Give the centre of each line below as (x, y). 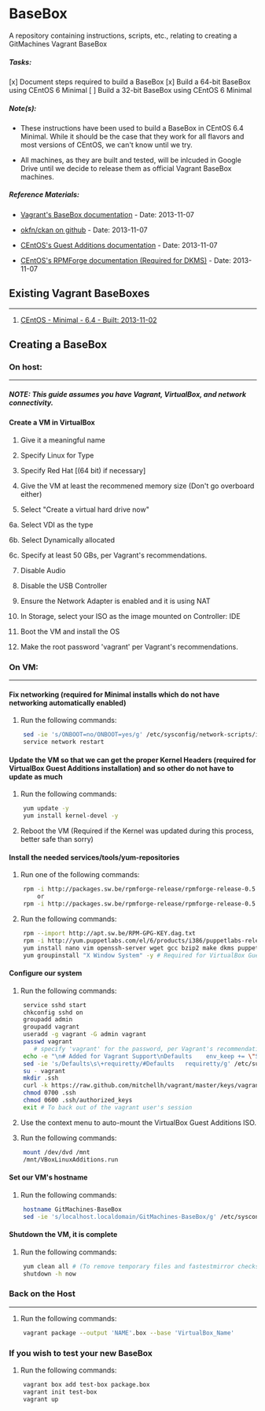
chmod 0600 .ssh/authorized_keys (78, 1100)
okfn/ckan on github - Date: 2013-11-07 (84, 230)
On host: (26, 367)
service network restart (64, 742)
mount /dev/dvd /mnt (57, 1152)
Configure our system (46, 973)
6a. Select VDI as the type (51, 524)
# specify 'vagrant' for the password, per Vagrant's (123, 1049)
